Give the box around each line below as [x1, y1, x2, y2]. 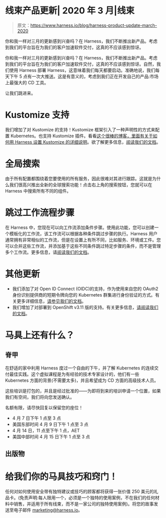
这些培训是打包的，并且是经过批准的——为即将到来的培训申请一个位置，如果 [5, 388, 161, 394]
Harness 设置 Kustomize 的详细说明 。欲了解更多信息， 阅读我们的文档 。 [14, 139, 161, 145]
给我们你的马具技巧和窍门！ [5, 471, 118, 482]
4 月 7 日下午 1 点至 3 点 [12, 415, 61, 421]
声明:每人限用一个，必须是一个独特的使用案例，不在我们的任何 [28, 495, 156, 501]
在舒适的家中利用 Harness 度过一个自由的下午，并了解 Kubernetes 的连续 [5, 365, 155, 371]
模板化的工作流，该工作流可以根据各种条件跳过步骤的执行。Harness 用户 [9, 230, 158, 236]
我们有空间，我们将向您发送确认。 [5, 394, 75, 400]
